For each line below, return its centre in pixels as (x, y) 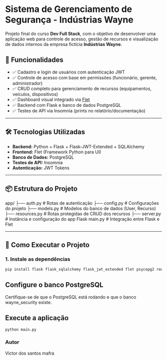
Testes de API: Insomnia (38, 162)
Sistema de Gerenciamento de (69, 9)
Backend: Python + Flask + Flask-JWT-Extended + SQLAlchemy (78, 146)
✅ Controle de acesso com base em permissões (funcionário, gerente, (85, 77)
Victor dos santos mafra (30, 353)
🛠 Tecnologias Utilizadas (45, 132)
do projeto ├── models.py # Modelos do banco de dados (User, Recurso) (81, 209)
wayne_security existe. (29, 302)
